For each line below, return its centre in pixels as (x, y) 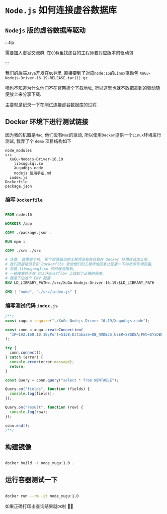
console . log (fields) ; (32, 394)
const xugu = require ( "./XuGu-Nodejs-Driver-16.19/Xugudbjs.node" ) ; (78, 321)
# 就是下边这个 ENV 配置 (28, 278)
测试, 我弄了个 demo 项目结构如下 (38, 141)
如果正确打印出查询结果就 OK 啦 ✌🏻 (39, 506)
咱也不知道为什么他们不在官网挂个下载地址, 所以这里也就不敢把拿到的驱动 (80, 88)
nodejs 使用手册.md (33, 173)
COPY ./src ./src (23, 251)
